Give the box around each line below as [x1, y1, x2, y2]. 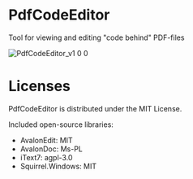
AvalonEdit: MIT [19, 135, 73, 145]
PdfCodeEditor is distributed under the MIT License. [8, 103, 182, 113]
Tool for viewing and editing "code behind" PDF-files [8, 33, 185, 42]
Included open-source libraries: [8, 120, 114, 129]
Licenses [8, 77, 71, 95]
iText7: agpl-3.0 [19, 152, 73, 162]
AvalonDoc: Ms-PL [19, 144, 84, 154]
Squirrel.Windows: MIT [19, 161, 97, 171]
